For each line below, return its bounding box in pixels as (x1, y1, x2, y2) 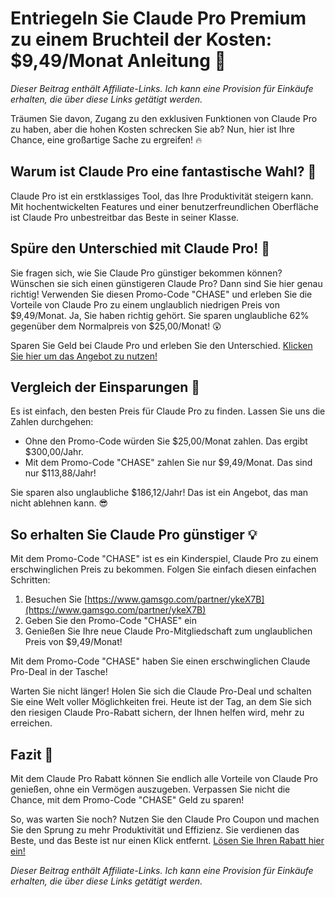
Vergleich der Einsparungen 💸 (10, 378, 201, 396)
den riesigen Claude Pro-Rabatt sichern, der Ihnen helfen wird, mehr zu (10, 707, 305, 719)
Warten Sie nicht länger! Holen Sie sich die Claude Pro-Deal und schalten (10, 685, 312, 697)
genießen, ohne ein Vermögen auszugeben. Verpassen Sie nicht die (10, 783, 291, 795)
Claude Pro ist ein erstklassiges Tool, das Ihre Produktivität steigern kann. (10, 190, 314, 202)
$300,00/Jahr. (24, 446, 84, 458)
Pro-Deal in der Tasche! (10, 666, 108, 678)
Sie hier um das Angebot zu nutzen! (10, 350, 158, 362)
